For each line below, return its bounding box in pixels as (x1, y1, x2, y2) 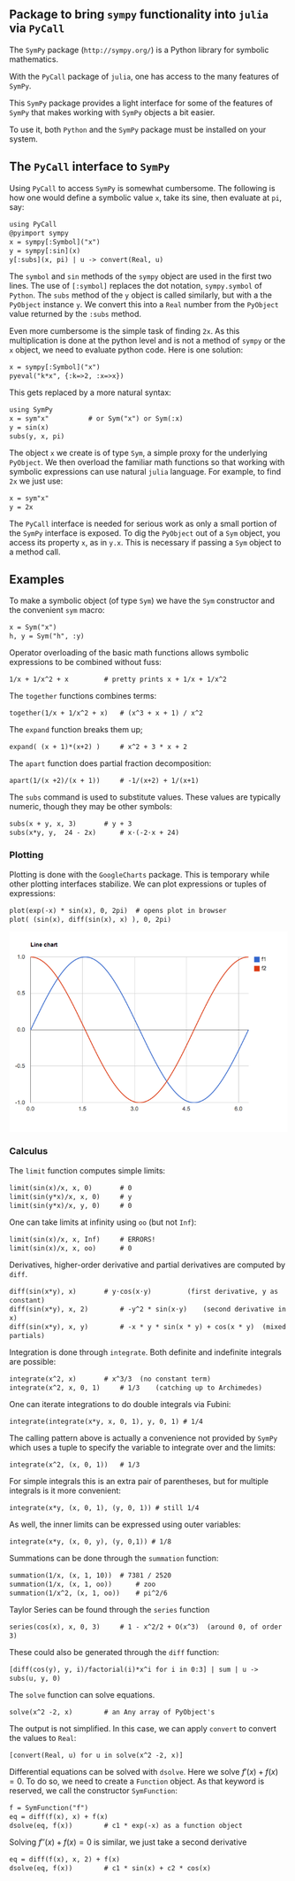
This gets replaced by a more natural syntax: (9, 387, 172, 398)
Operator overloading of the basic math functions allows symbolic (9, 647, 249, 658)
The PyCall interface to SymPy (9, 159, 170, 174)
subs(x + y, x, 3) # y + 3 (9, 819, 132, 829)
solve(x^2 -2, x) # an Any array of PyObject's (9, 1707, 216, 1716)
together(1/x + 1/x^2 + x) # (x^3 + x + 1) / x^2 (9, 708, 203, 718)
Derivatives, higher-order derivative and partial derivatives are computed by (9, 1259, 285, 1270)
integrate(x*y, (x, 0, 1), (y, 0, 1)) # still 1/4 (9, 1503, 200, 1513)
